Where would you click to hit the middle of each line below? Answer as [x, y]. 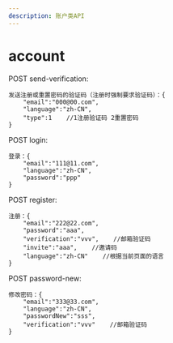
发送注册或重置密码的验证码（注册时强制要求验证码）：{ [87, 95]
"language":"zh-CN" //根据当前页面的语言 [93, 256]
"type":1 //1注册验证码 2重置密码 [81, 118]
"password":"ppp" [52, 178]
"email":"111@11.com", [61, 163]
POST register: [33, 199]
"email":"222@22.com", [61, 223]
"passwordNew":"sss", [59, 316]
